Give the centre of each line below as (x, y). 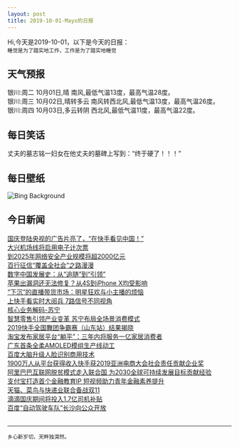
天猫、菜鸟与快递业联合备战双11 (54, 390)
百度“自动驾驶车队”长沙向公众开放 (57, 408)
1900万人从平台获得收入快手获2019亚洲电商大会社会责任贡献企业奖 (106, 363)
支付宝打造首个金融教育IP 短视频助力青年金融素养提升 (86, 381)
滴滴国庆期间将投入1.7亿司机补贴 (55, 399)
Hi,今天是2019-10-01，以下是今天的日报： (68, 42)
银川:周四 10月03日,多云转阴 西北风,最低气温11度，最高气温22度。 (103, 111)
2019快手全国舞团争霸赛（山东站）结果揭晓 (70, 327)
